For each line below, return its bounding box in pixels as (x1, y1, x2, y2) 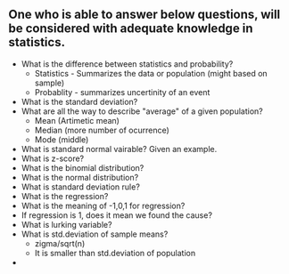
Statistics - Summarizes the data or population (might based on (34, 68, 268, 78)
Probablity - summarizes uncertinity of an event (34, 86, 211, 97)
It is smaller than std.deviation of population (34, 247, 196, 258)
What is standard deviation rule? (21, 181, 140, 192)
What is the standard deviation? (21, 96, 138, 107)
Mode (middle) (34, 133, 89, 145)
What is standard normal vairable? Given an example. (21, 143, 218, 154)
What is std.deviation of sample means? (21, 229, 169, 239)
